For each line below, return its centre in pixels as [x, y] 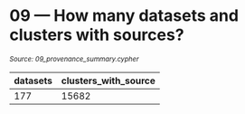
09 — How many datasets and [124, 16]
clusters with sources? [97, 35]
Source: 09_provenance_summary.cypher [74, 59]
